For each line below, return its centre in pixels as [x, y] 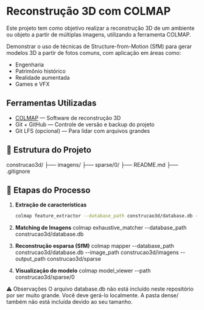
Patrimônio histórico [40, 71]
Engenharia [30, 65]
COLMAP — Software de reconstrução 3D [68, 118]
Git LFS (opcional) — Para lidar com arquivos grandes [83, 131]
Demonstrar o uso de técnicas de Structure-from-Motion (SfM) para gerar [99, 46]
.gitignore [18, 171]
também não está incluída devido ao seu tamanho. [69, 302]
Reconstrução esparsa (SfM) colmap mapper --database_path [95, 246]
